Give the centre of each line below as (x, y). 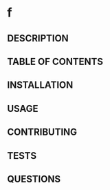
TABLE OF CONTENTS (55, 61)
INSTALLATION (40, 85)
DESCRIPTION (38, 38)
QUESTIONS (34, 179)
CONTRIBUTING (42, 132)
